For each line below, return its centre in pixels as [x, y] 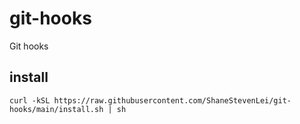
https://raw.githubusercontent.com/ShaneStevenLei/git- [172, 100]
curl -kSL [30, 100]
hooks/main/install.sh [56, 109]
